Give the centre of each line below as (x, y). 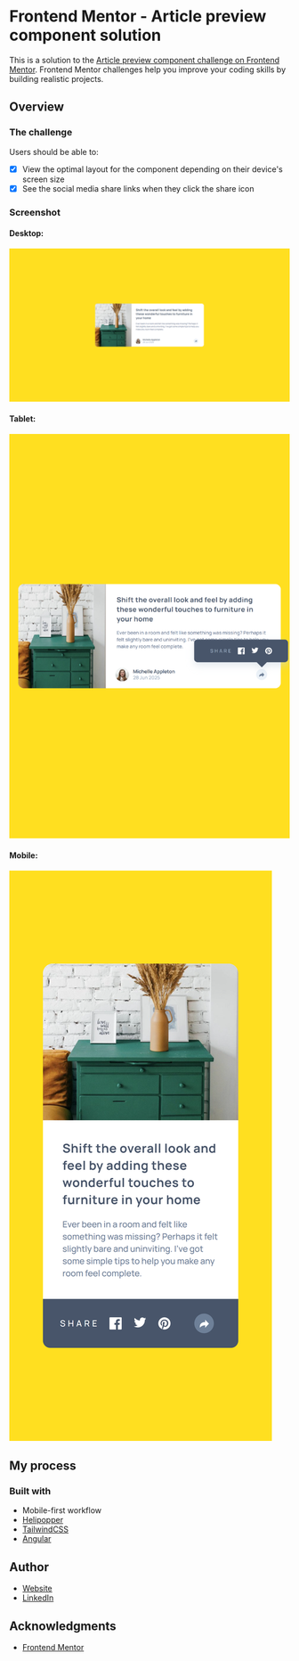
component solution (85, 35)
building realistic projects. (57, 78)
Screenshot (35, 212)
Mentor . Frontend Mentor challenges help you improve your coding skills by (148, 70)
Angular (36, 1539)
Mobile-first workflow (62, 1510)
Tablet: (23, 419)
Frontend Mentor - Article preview (138, 16)
